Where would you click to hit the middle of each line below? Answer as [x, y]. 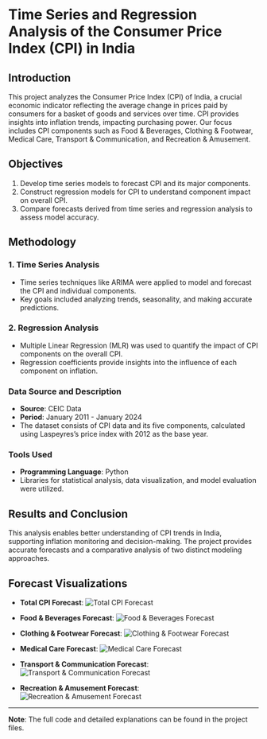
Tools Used [31, 455]
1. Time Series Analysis [54, 265]
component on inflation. [59, 371]
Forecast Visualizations [68, 583]
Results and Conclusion [68, 513]
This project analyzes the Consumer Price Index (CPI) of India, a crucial [125, 97]
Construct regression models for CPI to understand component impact [135, 192]
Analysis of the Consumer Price [115, 31]
